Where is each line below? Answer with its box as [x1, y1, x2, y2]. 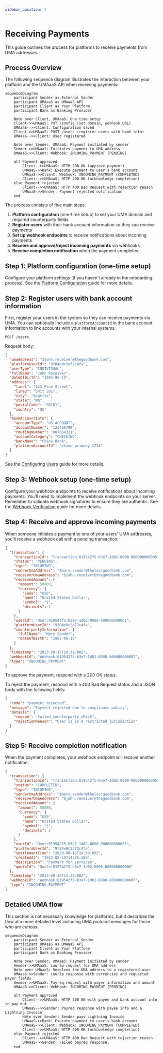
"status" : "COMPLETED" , [14, 782, 62, 788]
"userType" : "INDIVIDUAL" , [9, 366, 64, 371]
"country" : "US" [14, 407, 47, 412]
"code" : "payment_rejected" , [9, 701, 68, 706]
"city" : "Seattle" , [14, 393, 53, 398]
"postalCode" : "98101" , [14, 402, 62, 407]
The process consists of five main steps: [5, 202, 86, 208]
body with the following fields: [5, 687, 65, 693]
